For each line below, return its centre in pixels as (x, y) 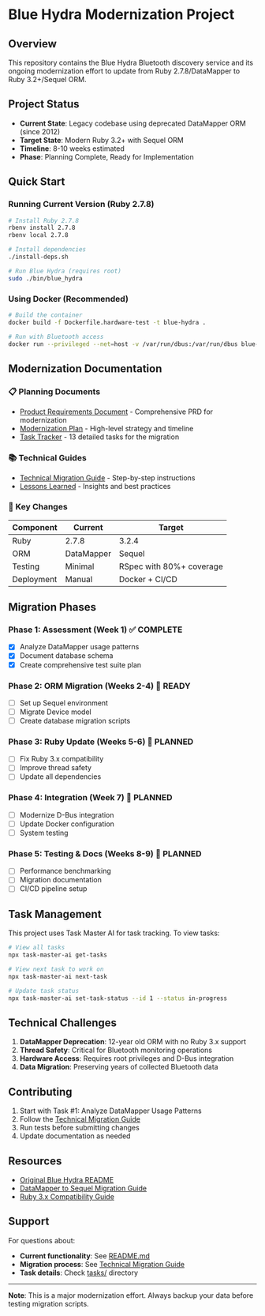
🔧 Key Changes (38, 507)
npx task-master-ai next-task (58, 976)
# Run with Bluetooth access (56, 337)
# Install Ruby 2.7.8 (44, 220)
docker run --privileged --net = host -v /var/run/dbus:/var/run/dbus (123, 344)
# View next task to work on (56, 969)
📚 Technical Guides (47, 458)
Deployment (35, 579)
